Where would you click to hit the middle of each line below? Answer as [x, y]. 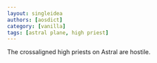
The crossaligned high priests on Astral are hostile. [79, 52]
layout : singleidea [35, 13]
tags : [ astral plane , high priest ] [58, 33]
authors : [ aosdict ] [35, 20]
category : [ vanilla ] [37, 26]
